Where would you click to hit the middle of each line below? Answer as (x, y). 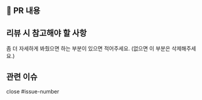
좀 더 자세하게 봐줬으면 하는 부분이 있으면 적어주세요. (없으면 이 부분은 (88, 49)
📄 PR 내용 (23, 11)
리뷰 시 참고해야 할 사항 (47, 33)
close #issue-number (33, 92)
